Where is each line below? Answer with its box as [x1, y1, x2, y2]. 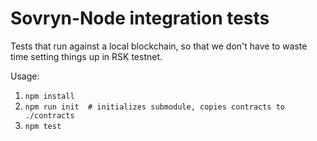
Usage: [10, 70, 40, 82]
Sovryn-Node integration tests [10, 7, 270, 30]
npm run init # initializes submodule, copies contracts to [24, 102, 286, 112]
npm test [24, 121, 62, 131]
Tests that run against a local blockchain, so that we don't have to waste [10, 40, 308, 52]
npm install [24, 91, 75, 101]
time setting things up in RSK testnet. [10, 50, 163, 62]
